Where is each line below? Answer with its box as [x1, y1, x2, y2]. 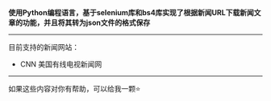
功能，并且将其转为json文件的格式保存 [22, 18, 151, 27]
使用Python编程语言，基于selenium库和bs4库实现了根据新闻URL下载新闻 [8, 8, 254, 17]
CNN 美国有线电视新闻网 [19, 59, 102, 69]
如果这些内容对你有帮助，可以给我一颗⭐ [8, 84, 141, 93]
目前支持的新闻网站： [8, 42, 79, 51]
